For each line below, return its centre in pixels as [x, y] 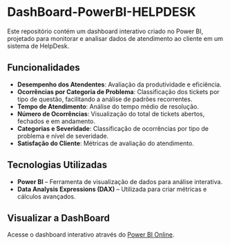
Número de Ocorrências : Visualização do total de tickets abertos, [111, 114]
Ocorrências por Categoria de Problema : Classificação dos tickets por [118, 91]
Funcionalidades [44, 67]
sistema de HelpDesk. [38, 46]
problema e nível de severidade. [63, 136]
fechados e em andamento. [56, 121]
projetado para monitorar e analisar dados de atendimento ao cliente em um [115, 38]
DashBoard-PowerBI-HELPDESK [102, 12]
